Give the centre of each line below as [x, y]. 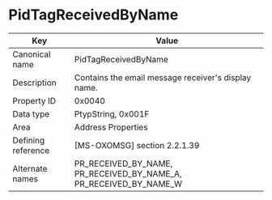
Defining [29, 140]
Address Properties [111, 127]
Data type [31, 113]
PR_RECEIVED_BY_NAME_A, [128, 173]
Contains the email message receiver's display [163, 77]
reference [31, 150]
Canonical [32, 54]
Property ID [34, 100]
